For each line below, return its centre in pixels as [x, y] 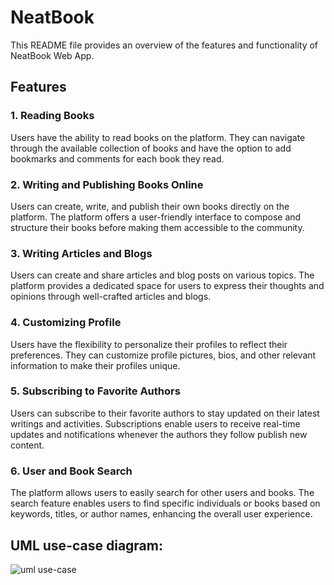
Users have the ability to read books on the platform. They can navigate [158, 137]
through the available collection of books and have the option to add [151, 148]
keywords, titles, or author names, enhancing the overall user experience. [161, 514]
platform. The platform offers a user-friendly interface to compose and [156, 217]
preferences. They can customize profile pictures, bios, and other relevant [163, 355]
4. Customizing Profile [66, 323]
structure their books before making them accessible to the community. [157, 227]
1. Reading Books [52, 116]
